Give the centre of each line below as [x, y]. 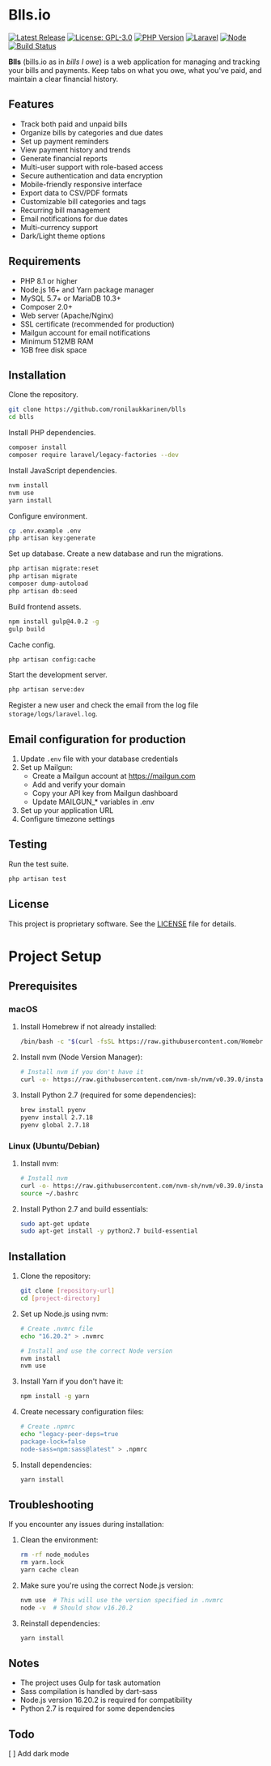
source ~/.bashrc [49, 1193]
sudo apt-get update [55, 1224]
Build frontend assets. [45, 606]
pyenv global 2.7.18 [55, 1125]
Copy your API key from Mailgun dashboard [105, 793]
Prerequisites [43, 986]
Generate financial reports [64, 158]
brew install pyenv [53, 1110]
